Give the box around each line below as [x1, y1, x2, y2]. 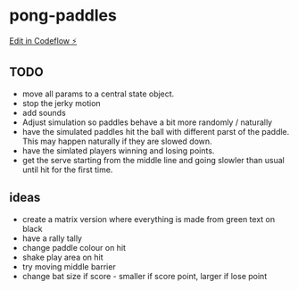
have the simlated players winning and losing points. [21, 145, 215, 156]
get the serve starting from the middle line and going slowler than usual [21, 154, 286, 165]
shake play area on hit [21, 252, 104, 262]
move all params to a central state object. [21, 88, 175, 99]
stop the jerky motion [21, 97, 101, 108]
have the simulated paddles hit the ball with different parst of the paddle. [21, 126, 290, 137]
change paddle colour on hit [21, 242, 127, 253]
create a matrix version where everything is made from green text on [21, 213, 275, 224]
